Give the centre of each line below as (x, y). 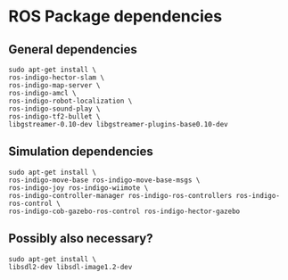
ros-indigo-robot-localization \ (70, 101)
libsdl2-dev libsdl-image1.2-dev (70, 267)
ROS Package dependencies (115, 16)
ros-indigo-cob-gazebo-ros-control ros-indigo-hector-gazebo (124, 211)
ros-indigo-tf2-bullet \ (54, 117)
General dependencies (73, 49)
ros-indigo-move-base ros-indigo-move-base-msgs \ (104, 180)
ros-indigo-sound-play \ (54, 109)
